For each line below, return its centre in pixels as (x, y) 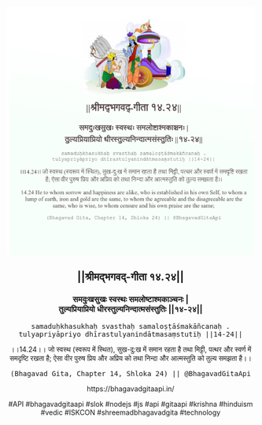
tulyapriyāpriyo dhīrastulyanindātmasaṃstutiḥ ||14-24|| (131, 334)
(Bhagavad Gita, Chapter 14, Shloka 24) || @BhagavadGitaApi (131, 373)
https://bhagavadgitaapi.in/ (131, 389)
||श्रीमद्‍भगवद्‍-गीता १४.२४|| (131, 277)
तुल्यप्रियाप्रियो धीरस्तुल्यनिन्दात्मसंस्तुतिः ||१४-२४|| (131, 309)
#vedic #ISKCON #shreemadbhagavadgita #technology (131, 412)
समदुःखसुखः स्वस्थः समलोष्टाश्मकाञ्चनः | (131, 300)
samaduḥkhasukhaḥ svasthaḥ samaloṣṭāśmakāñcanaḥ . (131, 326)
